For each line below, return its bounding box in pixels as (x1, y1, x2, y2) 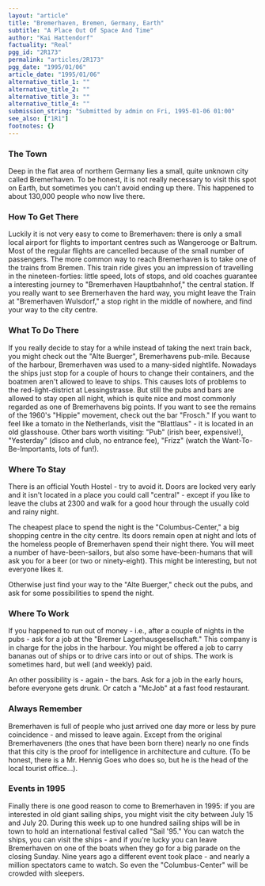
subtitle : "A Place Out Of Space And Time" (8, 26, 154, 34)
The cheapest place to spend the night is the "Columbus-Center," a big (8, 522, 240, 532)
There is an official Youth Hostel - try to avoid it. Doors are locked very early (8, 481, 256, 491)
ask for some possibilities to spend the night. (8, 588, 154, 598)
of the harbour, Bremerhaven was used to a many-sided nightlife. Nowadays (8, 360, 257, 369)
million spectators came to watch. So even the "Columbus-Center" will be (8, 860, 248, 869)
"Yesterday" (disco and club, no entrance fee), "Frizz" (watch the (8, 435, 221, 445)
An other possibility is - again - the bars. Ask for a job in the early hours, (8, 675, 244, 685)
